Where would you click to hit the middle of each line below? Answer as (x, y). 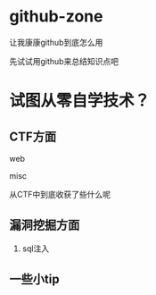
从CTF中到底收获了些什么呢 (60, 194)
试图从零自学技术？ (80, 101)
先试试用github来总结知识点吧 (64, 61)
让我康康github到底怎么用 (56, 42)
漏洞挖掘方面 (45, 225)
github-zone (56, 17)
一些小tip (34, 279)
